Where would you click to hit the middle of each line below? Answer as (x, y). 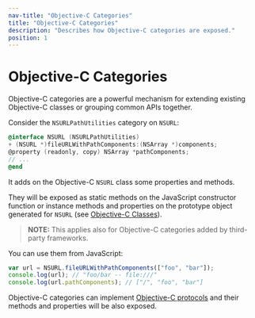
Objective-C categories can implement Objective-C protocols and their (124, 297)
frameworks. (68, 238)
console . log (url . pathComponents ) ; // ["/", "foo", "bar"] (106, 282)
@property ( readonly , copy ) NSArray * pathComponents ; (99, 151)
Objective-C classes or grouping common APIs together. (100, 107)
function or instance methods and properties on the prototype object (120, 205)
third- (238, 229)
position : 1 (28, 38)
